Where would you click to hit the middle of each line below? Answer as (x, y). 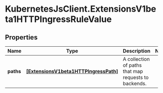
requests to (136, 77)
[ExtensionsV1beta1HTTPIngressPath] (72, 71)
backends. (135, 84)
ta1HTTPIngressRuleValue (58, 19)
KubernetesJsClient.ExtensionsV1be (81, 9)
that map (133, 71)
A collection (136, 59)
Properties (21, 37)
